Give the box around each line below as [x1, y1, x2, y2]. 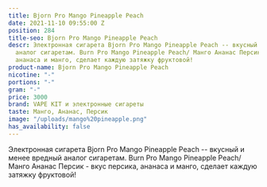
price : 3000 [8, 93, 48, 101]
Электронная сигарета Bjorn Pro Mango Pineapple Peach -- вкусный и [8, 144, 245, 154]
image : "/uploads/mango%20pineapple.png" [8, 115, 148, 123]
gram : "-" [8, 85, 41, 94]
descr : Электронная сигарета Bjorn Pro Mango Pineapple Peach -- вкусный [8, 41, 258, 49]
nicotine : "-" [8, 71, 56, 79]
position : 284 [8, 26, 56, 34]
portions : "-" [8, 78, 56, 86]
